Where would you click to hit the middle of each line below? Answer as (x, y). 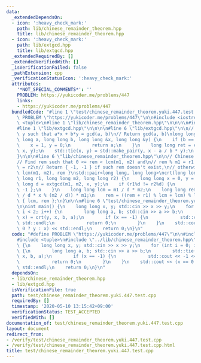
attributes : (27, 84)
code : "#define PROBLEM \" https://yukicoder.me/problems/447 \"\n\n (98, 234)
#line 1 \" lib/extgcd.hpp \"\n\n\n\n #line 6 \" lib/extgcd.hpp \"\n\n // (106, 129)
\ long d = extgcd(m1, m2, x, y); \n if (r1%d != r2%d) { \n (96, 184)
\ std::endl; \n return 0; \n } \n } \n (91, 223)
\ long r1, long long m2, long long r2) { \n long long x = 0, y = (106, 179)
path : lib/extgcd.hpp (44, 45)
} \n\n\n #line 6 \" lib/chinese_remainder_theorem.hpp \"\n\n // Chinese (106, 156)
